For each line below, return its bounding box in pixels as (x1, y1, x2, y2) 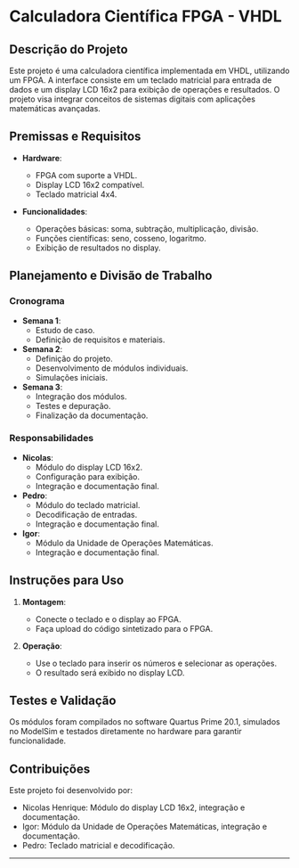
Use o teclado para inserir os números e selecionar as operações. (35, 658, 278, 668)
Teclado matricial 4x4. (35, 189, 117, 200)
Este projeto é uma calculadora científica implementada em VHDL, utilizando (9, 65, 291, 76)
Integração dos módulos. (35, 390, 127, 402)
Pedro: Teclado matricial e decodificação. (21, 840, 175, 851)
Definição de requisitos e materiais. (35, 334, 166, 345)
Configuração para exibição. (35, 471, 141, 482)
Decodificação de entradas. (35, 509, 138, 520)
